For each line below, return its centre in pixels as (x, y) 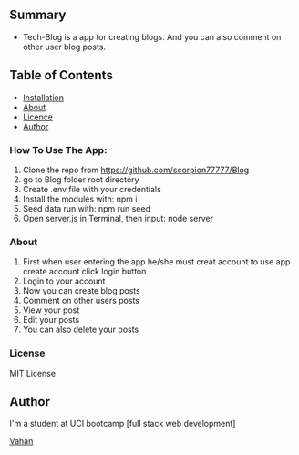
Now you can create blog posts (82, 291)
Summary (38, 15)
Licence (37, 117)
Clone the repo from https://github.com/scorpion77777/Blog (136, 170)
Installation (43, 97)
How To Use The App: (58, 150)
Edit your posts (51, 320)
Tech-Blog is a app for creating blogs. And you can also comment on (152, 36)
